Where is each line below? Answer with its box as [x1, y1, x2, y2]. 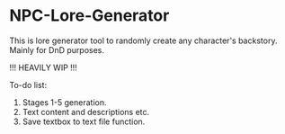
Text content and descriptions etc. [22, 106, 150, 117]
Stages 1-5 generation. [22, 96, 107, 108]
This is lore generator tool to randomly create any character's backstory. [9, 35, 278, 46]
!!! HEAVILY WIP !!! [9, 62, 78, 73]
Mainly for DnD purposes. [9, 44, 105, 55]
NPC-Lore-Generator [9, 5, 170, 26]
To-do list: [9, 79, 48, 90]
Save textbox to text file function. [22, 116, 146, 127]
